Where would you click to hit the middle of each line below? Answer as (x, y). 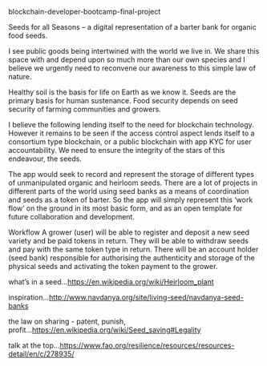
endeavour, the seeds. (45, 159)
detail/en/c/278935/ (41, 354)
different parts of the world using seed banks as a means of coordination (129, 191)
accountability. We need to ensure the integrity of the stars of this (117, 150)
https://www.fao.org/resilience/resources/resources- (147, 345)
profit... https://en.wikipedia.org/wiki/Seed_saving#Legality (105, 330)
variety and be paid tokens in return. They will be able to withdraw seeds (128, 241)
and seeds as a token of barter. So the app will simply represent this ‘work (131, 200)
